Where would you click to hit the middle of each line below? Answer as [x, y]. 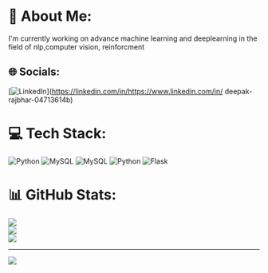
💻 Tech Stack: [57, 133]
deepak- [238, 91]
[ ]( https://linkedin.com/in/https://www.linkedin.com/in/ [116, 91]
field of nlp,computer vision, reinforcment [77, 46]
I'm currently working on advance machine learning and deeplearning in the [133, 38]
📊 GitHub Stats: [63, 194]
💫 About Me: [50, 16]
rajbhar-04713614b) [41, 100]
